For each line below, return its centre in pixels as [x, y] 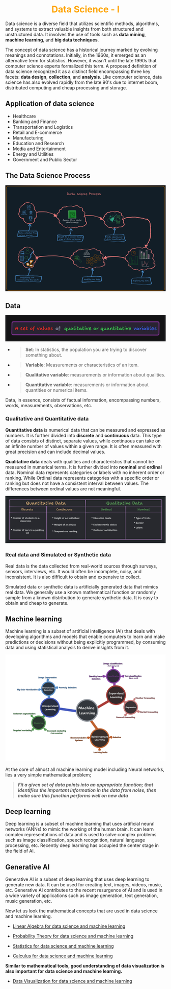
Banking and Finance [35, 122]
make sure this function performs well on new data [73, 795]
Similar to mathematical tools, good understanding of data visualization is [85, 966]
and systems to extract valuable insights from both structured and [74, 29]
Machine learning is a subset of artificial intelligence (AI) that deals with [80, 631]
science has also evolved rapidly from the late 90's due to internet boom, [82, 82]
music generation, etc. [29, 901]
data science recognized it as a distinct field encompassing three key [78, 71]
